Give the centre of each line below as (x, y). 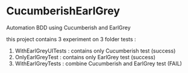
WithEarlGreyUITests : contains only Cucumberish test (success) (95, 51)
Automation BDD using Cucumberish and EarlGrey (68, 28)
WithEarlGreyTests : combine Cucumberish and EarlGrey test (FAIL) (99, 63)
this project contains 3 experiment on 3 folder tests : (71, 39)
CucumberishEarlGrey (63, 11)
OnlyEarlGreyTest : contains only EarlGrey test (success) (85, 57)
